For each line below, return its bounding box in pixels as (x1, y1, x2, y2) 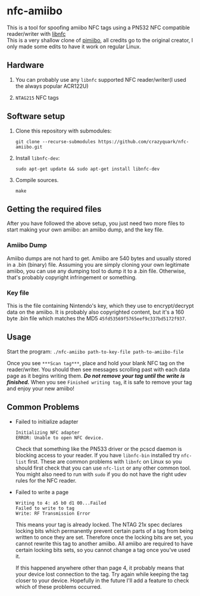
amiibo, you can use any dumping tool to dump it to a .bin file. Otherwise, (7, 267, 186, 274)
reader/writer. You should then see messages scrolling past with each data (7, 366, 190, 373)
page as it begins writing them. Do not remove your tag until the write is (7, 372, 185, 379)
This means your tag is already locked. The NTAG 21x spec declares (15, 521, 183, 528)
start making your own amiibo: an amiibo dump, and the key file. (7, 226, 164, 233)
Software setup (7, 112, 65, 122)
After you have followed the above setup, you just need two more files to (7, 220, 185, 227)
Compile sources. (15, 176, 59, 183)
